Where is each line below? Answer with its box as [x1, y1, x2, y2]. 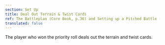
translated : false [5, 21, 43, 26]
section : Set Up [5, 7, 38, 12]
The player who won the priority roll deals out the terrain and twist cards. [5, 34, 153, 40]
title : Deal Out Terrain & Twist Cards [5, 12, 87, 17]
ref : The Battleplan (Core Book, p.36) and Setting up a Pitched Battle [5, 16, 157, 21]
